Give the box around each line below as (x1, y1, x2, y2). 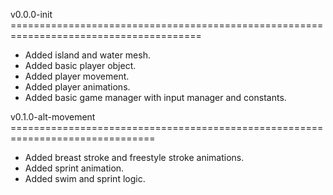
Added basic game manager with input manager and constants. (24, 92, 287, 103)
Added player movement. (24, 70, 130, 82)
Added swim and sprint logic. (24, 173, 146, 184)
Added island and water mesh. (24, 49, 151, 61)
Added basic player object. (24, 60, 137, 71)
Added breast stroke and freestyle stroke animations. (24, 152, 245, 163)
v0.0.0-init (10, 9, 53, 20)
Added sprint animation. (24, 162, 125, 174)
